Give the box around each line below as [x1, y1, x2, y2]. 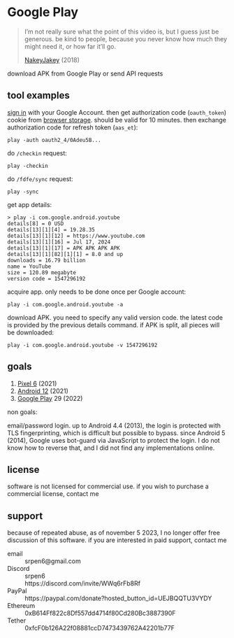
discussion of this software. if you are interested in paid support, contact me [7, 536, 227, 544]
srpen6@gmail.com [24, 557, 82, 565]
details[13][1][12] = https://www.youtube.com [7, 232, 145, 239]
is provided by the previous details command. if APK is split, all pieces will [7, 320, 220, 329]
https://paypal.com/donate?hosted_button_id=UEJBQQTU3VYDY [24, 594, 212, 602]
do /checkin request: [7, 148, 68, 157]
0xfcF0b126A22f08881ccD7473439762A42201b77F [24, 624, 175, 632]
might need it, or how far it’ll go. [24, 42, 117, 50]
